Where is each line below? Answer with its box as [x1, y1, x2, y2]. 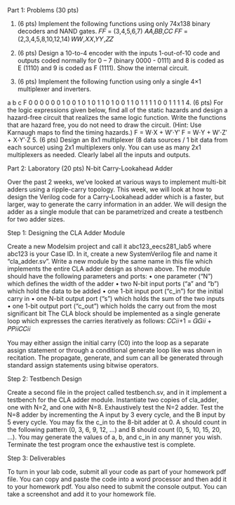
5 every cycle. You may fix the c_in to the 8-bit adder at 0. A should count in [7, 418, 227, 426]
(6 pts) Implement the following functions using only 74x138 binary [17, 20, 210, 27]
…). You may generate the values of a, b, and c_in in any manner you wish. [7, 433, 222, 441]
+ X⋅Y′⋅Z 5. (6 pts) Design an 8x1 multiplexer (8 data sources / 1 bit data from [7, 136, 228, 144]
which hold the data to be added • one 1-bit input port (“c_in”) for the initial [7, 287, 223, 295]
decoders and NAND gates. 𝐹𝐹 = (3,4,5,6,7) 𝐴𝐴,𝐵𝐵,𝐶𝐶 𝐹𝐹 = [17, 27, 188, 35]
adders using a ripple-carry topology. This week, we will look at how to [7, 185, 213, 194]
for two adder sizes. [7, 215, 65, 223]
